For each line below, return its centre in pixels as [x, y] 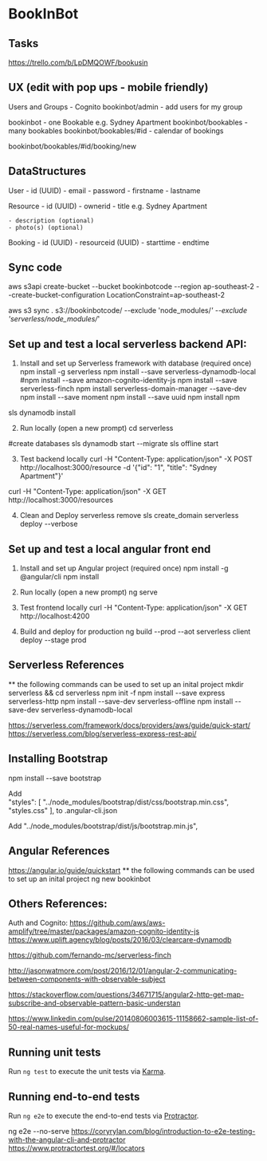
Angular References [59, 851]
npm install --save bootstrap [55, 778]
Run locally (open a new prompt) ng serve [88, 592]
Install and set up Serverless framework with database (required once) [135, 363]
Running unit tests [55, 1052]
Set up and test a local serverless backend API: [128, 344]
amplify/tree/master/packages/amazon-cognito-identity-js [104, 931]
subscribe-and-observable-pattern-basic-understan [94, 1003]
